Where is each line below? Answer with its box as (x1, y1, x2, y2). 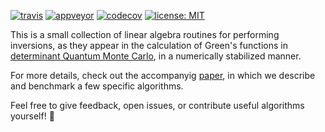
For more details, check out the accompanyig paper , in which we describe (10, 70, 316, 81)
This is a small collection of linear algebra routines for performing (10, 29, 280, 40)
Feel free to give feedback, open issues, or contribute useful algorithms (10, 100, 305, 111)
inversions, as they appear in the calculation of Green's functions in (10, 40, 288, 51)
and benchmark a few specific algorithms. (10, 80, 184, 92)
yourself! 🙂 (10, 110, 55, 122)
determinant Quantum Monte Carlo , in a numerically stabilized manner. (10, 50, 302, 62)
